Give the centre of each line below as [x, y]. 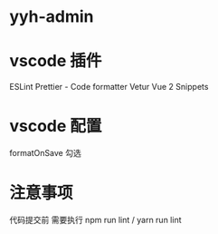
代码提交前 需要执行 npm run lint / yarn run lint [95, 220]
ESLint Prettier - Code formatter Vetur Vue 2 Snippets [109, 87]
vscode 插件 [56, 61]
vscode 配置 [56, 127]
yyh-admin [52, 17]
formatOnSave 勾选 [45, 153]
